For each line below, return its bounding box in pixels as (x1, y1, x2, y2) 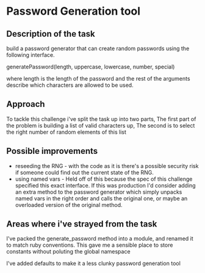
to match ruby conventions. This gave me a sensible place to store (6, 241, 173, 249)
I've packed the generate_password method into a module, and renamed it (6, 235, 193, 242)
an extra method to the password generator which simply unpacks (15, 188, 182, 195)
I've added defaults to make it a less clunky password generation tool (6, 260, 181, 267)
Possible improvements (6, 146, 98, 156)
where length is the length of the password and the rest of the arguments (6, 75, 190, 82)
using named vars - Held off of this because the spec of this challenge (15, 175, 193, 183)
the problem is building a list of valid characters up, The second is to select (6, 122, 195, 129)
